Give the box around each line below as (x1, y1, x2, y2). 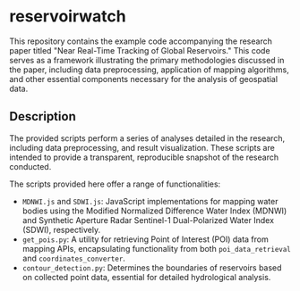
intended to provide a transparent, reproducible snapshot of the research (9, 152, 279, 162)
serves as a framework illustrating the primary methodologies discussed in (9, 54, 285, 65)
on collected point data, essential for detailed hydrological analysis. (21, 271, 271, 282)
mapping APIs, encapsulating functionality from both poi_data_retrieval (21, 243, 291, 254)
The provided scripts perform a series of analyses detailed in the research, (9, 132, 285, 144)
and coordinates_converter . (21, 253, 125, 263)
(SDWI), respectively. (21, 224, 101, 235)
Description (9, 109, 76, 124)
